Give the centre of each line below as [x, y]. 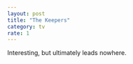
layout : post [26, 14]
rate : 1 [19, 33]
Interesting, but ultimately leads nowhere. [67, 53]
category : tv [26, 26]
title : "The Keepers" [39, 20]
